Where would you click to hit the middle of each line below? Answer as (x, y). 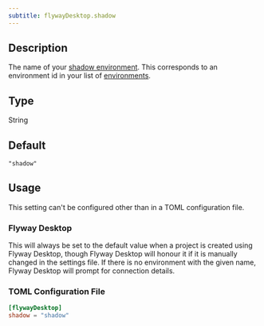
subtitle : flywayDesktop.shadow (62, 16)
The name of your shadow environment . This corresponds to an (113, 67)
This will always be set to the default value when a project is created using (130, 245)
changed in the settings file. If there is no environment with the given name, (132, 262)
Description (38, 48)
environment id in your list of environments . (80, 76)
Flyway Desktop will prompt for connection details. (92, 271)
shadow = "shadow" (39, 316)
